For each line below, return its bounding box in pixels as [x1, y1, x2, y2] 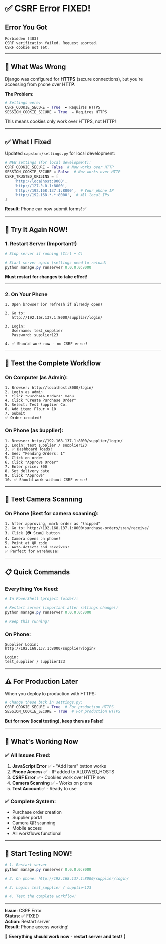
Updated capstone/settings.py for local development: [5, 150, 115, 156]
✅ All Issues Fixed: [5, 752, 51, 759]
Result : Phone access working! [5, 924, 69, 930]
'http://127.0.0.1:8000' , [14, 183, 68, 188]
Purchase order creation [12, 809, 62, 815]
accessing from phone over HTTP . [5, 81, 76, 87]
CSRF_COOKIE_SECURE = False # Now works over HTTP [5, 165, 114, 170]
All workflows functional [12, 830, 62, 837]
